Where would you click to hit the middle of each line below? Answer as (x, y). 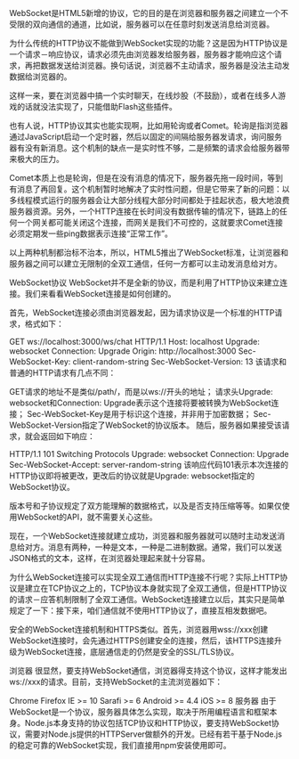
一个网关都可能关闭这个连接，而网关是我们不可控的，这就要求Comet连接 (149, 222)
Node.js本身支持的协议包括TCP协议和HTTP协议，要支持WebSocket (148, 723)
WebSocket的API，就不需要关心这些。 (87, 517)
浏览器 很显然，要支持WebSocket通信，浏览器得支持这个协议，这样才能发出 (148, 670)
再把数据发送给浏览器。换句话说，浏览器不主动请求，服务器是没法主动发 (157, 65)
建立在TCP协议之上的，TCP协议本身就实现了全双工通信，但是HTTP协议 (156, 588)
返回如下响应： (67, 436)
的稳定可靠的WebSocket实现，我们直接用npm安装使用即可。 (120, 745)
